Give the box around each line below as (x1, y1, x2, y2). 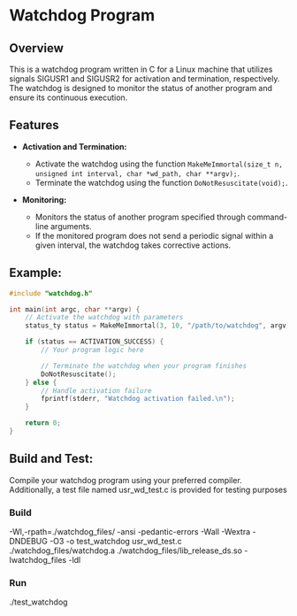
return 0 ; (25, 419, 62, 427)
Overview (9, 41, 65, 56)
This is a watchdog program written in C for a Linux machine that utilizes (9, 64, 273, 74)
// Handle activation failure (41, 386, 152, 395)
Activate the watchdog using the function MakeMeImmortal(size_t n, (34, 158, 283, 169)
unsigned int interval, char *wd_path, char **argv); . (34, 167, 240, 178)
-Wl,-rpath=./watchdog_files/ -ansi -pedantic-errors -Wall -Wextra (9, 526, 251, 536)
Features (9, 118, 59, 133)
